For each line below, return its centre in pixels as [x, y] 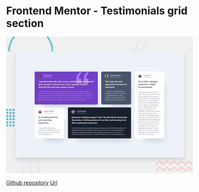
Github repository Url [32, 183]
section [25, 23]
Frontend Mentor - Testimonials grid [97, 11]
